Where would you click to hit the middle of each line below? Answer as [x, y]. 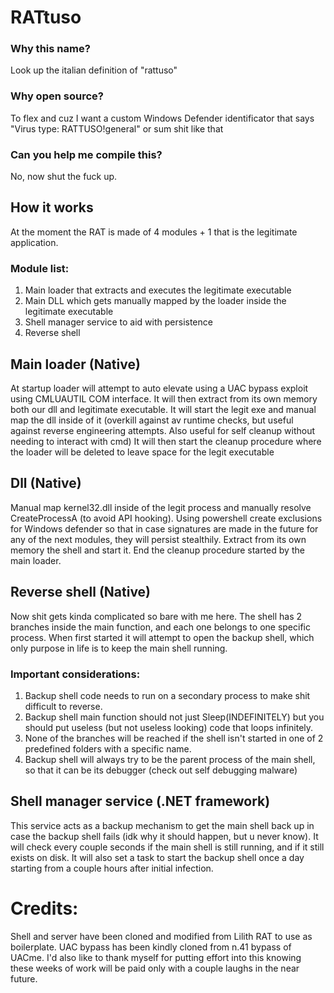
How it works [52, 207]
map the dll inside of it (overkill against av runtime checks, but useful [152, 420]
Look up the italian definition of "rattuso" [94, 70]
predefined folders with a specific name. [108, 748]
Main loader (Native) [75, 364]
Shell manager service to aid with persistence [118, 322]
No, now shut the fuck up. [64, 177]
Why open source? [57, 96]
